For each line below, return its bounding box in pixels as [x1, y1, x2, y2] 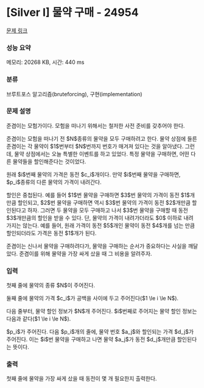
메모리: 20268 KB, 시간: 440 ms [6, 58, 85, 66]
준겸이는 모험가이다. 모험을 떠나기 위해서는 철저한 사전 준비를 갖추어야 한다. [6, 122, 185, 129]
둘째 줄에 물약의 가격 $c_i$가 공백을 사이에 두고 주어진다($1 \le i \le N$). [6, 295, 178, 302]
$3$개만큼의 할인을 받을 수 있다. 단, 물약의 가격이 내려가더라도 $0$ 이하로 [6, 214, 183, 221]
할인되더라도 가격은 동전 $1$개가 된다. [6, 229, 97, 236]
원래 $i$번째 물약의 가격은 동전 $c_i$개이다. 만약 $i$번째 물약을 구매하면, [6, 171, 181, 178]
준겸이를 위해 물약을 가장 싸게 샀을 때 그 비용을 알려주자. [19, 250, 152, 257]
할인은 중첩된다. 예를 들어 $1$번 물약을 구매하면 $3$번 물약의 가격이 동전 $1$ [6, 191, 190, 199]
